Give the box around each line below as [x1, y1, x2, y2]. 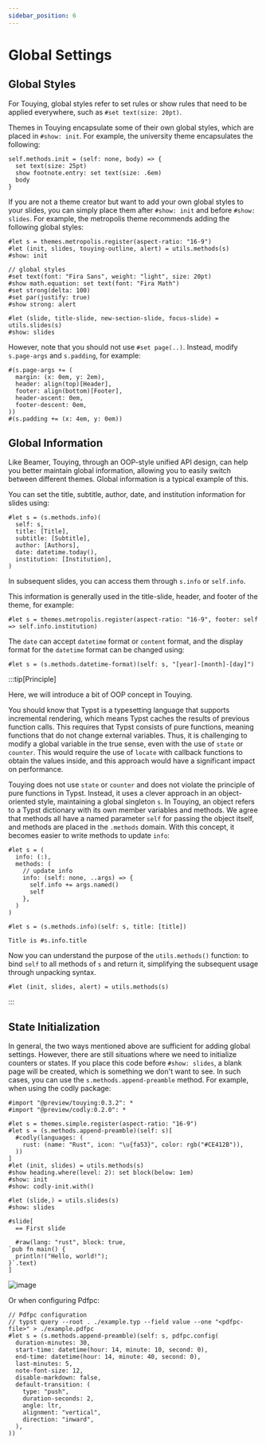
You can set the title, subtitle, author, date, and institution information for [8, 490, 245, 499]
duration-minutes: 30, [15, 1339, 91, 1347]
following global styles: [8, 222, 84, 232]
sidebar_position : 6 [8, 11, 77, 20]
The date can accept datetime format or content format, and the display [8, 636, 244, 646]
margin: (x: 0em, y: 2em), [15, 373, 105, 381]
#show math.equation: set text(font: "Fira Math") [8, 280, 180, 288]
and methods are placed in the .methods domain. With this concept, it [8, 822, 235, 832]
